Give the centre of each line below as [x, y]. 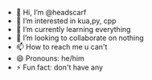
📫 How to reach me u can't [62, 47]
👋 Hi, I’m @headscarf [51, 12]
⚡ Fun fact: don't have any [59, 67]
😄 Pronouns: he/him [50, 58]
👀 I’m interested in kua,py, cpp [66, 21]
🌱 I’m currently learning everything [73, 29]
